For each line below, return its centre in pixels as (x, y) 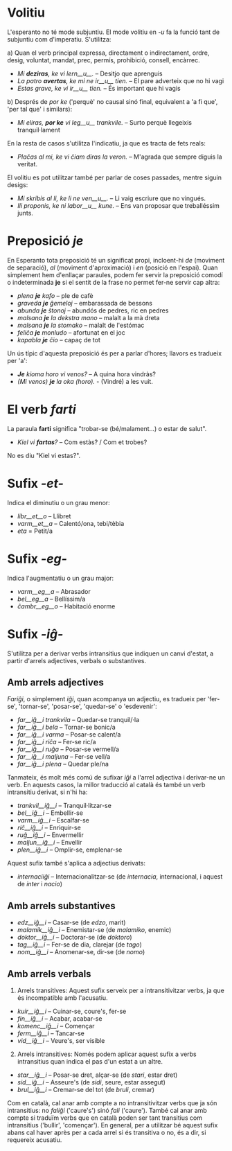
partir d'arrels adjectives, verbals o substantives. (77, 660)
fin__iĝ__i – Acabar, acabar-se (60, 1019)
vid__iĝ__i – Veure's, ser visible (61, 1041)
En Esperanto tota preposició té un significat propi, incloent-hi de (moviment (116, 260)
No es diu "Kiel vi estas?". (44, 455)
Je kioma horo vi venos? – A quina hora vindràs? (86, 374)
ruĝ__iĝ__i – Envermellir (51, 835)
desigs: (18, 184)
